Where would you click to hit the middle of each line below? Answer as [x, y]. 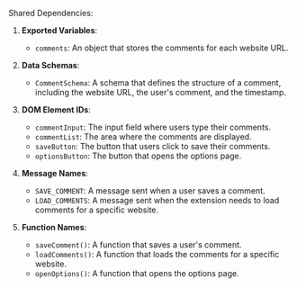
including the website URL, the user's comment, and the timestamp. [161, 92]
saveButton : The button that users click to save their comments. [153, 146]
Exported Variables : [59, 30]
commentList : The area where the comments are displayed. [144, 137]
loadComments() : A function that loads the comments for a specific [157, 254]
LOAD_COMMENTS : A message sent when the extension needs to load [157, 200]
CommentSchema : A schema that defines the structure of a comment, [158, 83]
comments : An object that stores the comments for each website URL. [162, 48]
